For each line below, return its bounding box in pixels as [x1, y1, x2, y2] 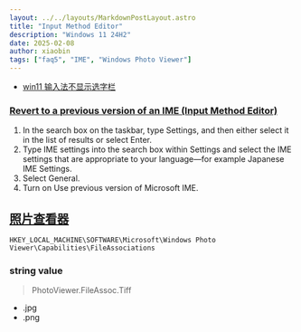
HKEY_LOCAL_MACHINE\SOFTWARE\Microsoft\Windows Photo [9, 236, 217, 245]
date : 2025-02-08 [9, 38, 75, 48]
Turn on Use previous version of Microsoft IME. [22, 183, 199, 194]
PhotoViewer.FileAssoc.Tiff [31, 285, 132, 296]
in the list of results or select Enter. [22, 135, 152, 146]
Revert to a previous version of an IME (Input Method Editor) [9, 104, 278, 117]
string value [9, 264, 63, 277]
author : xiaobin [9, 47, 71, 56]
